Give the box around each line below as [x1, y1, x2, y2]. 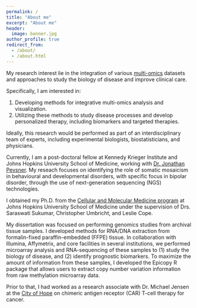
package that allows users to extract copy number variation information [6, 265, 181, 272]
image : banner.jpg [11, 31, 58, 37]
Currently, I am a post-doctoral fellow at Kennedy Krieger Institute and [6, 153, 178, 161]
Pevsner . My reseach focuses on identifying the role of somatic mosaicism [6, 166, 189, 173]
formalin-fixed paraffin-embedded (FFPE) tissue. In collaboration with [6, 234, 177, 241]
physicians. [6, 142, 34, 149]
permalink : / [6, 8, 39, 15]
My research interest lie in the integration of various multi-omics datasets [6, 69, 186, 76]
